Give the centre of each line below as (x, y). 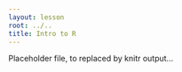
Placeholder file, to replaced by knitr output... (91, 59)
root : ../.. (30, 25)
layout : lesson (36, 17)
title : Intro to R (42, 33)
